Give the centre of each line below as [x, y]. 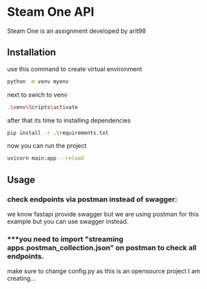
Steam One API [51, 12]
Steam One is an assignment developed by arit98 [76, 31]
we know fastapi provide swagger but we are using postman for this [103, 214]
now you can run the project [47, 146]
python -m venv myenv [38, 81]
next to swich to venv [37, 95]
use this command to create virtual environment [75, 68]
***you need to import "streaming [65, 239]
